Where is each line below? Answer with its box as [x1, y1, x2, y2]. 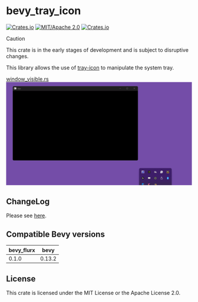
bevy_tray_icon [6, 4, 81, 18]
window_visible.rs [6, 75, 49, 82]
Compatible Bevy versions [6, 229, 105, 239]
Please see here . [6, 212, 47, 219]
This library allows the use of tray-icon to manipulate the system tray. [6, 64, 174, 71]
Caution [6, 35, 25, 42]
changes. [6, 52, 29, 59]
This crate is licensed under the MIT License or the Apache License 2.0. [6, 290, 181, 297]
